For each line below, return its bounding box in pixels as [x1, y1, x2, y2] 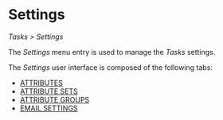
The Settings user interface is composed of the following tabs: [8, 62, 213, 72]
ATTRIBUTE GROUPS [19, 95, 90, 104]
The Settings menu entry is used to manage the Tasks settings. [8, 47, 216, 56]
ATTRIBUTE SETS [19, 86, 78, 96]
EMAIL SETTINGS [19, 103, 78, 113]
